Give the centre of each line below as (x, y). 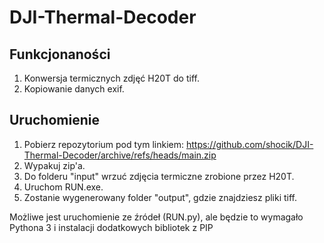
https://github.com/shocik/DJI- (249, 144)
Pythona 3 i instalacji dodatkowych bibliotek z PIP (111, 227)
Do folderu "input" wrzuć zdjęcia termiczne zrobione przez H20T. (159, 176)
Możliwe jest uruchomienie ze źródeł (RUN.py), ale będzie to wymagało (156, 217)
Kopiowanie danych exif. (74, 89)
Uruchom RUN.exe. (63, 187)
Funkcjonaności (60, 54)
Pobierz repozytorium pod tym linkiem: (103, 144)
